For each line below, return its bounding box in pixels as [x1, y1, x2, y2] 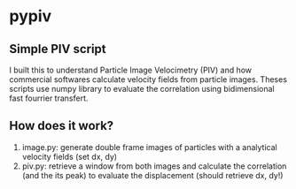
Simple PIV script [9, 42, 106, 57]
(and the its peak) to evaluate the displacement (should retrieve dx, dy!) [21, 170, 284, 180]
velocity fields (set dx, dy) [21, 151, 118, 162]
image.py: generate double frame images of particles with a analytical [21, 141, 277, 152]
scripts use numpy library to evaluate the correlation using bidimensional [9, 84, 275, 94]
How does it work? [9, 118, 114, 133]
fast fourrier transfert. [9, 93, 89, 103]
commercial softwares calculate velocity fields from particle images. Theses [9, 74, 288, 85]
